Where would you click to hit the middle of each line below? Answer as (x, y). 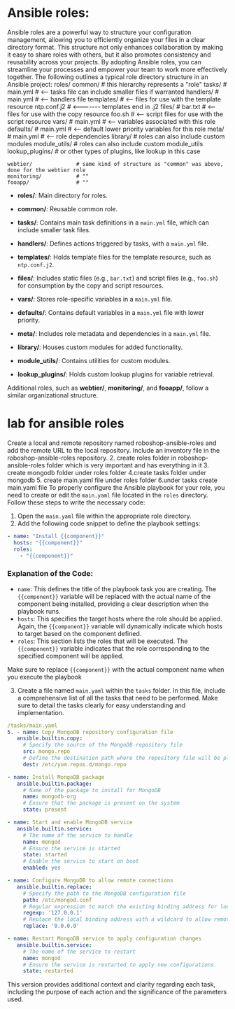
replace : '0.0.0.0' (51, 926)
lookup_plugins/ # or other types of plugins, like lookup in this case (104, 151)
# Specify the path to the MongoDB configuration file (105, 894)
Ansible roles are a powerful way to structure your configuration (99, 32)
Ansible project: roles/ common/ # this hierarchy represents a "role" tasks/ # (117, 84)
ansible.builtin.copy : (49, 739)
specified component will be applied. (71, 656)
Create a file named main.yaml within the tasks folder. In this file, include (121, 690)
